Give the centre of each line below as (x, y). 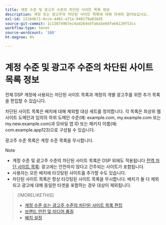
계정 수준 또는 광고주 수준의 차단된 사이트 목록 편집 (74, 205)
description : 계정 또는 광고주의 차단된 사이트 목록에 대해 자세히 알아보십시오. (77, 14)
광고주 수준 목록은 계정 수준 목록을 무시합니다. (50, 140)
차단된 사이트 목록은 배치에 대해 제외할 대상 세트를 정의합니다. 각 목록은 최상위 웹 (83, 111)
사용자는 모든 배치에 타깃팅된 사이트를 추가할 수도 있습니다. (69, 173)
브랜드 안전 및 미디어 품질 (49, 211)
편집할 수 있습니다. (28, 101)
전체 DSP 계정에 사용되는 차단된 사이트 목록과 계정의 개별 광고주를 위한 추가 (78, 94)
